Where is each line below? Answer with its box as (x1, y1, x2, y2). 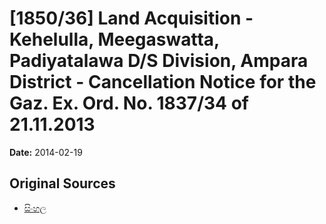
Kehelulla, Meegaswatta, (9, 28, 220, 51)
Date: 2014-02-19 (9, 146, 83, 158)
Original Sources (9, 175, 116, 192)
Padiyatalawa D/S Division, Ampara (9, 50, 309, 72)
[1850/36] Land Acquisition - (9, 7, 254, 30)
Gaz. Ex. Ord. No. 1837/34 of (9, 92, 249, 115)
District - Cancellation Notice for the (9, 71, 317, 94)
